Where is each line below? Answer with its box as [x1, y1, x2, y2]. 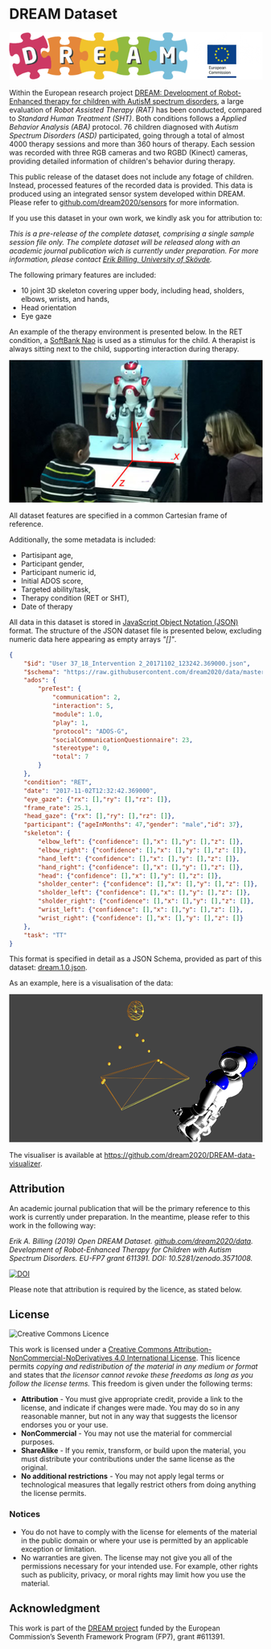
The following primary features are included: [9, 270, 156, 279]
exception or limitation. [20, 1544, 97, 1554]
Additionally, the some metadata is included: [9, 535, 156, 544]
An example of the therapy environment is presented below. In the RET [9, 327, 244, 337]
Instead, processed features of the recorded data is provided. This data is [9, 180, 253, 190]
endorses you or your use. [20, 1420, 109, 1430]
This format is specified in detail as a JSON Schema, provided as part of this [9, 954, 262, 964]
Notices [9, 1509, 41, 1520]
